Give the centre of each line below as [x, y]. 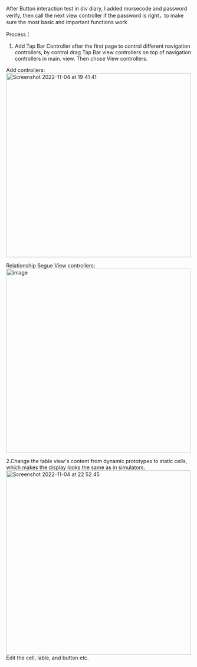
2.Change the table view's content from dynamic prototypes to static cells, [97, 461]
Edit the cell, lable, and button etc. [47, 658]
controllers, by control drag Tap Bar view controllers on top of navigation [103, 52]
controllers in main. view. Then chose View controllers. [81, 59]
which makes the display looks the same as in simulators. [76, 467]
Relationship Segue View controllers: [51, 265]
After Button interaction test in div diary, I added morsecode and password [97, 9]
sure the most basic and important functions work [67, 22]
